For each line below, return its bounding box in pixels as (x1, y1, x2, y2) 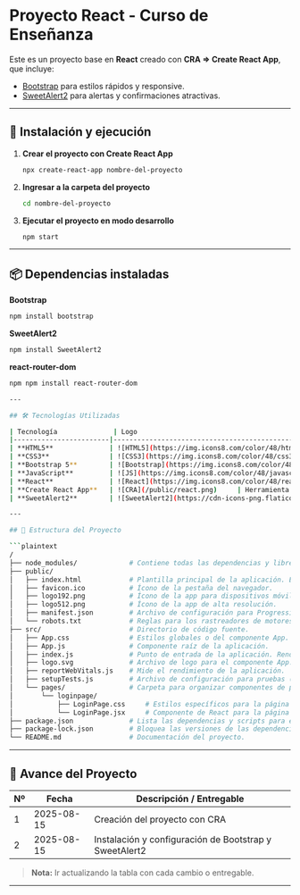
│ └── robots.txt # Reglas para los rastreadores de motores (9, 617, 294, 626)
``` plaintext (9, 542, 58, 551)
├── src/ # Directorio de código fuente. (9, 624, 250, 634)
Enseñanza (9, 24, 94, 45)
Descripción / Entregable (136, 792, 245, 805)
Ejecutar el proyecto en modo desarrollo (21, 215, 174, 226)
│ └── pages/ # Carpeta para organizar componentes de (9, 683, 286, 692)
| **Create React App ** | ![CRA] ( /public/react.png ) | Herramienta (9, 485, 290, 494)
